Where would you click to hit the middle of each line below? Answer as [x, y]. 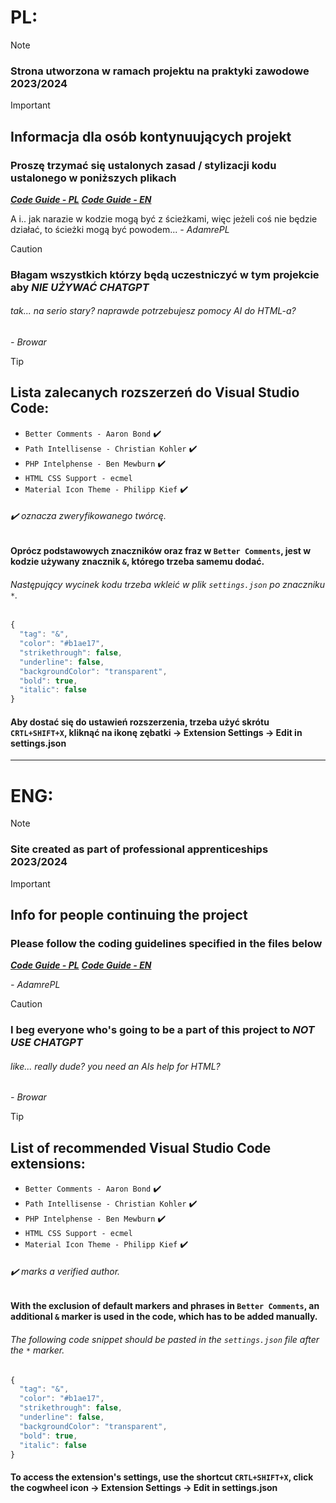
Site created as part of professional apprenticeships [139, 849]
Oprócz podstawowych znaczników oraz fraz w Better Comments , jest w [161, 551]
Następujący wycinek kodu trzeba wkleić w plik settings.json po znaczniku [168, 584]
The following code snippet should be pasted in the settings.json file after [165, 1339]
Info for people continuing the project [129, 914]
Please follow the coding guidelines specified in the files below [166, 943]
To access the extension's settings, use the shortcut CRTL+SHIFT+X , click [162, 1477]
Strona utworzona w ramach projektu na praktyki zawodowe [160, 71]
